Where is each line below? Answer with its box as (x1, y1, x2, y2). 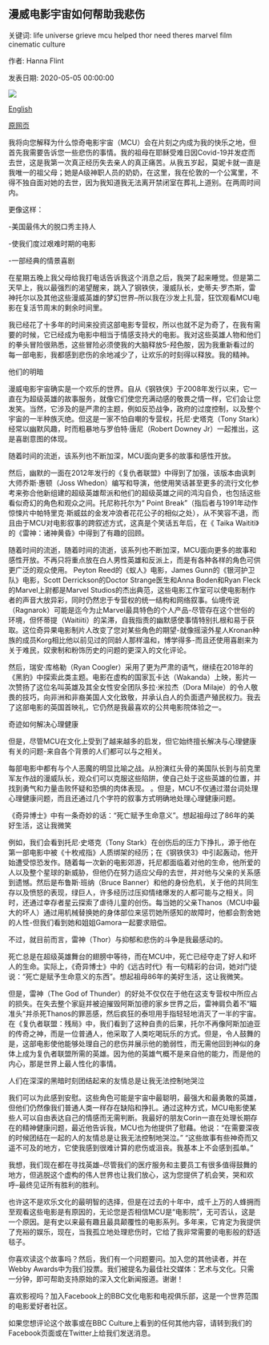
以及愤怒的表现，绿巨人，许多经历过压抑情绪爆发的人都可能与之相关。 (14, 888, 247, 897)
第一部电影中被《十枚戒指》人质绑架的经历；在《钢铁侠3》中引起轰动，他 (8, 848, 251, 857)
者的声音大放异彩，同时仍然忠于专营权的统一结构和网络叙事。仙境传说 (8, 595, 240, 605)
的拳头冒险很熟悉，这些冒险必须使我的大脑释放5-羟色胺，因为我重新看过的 (8, 340, 255, 349)
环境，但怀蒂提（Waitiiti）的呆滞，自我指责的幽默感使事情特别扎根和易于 (8, 615, 248, 625)
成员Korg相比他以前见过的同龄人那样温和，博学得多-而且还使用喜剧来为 (22, 635, 259, 645)
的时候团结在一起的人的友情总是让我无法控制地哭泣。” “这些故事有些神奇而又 (8, 1133, 259, 1142)
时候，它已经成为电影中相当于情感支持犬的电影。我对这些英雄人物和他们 (22, 329, 261, 339)
